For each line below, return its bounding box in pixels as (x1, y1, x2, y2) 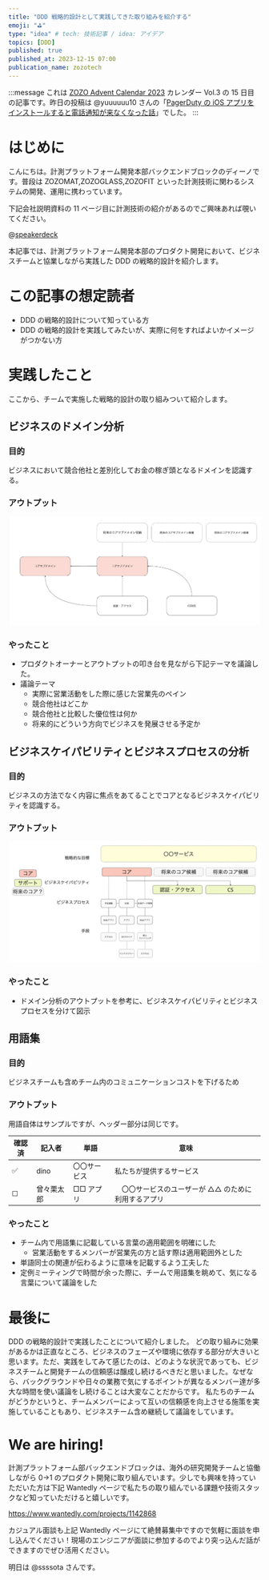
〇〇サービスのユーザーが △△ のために (121, 1184, 252, 1193)
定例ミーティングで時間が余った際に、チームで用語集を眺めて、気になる (19, 1268, 258, 1277)
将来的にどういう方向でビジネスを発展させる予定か (31, 719, 201, 728)
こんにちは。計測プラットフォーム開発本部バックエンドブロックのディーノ (8, 166, 253, 176)
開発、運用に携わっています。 (29, 186, 126, 196)
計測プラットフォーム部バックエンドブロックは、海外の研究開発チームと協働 (8, 1463, 261, 1473)
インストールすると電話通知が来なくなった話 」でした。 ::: (8, 107, 199, 117)
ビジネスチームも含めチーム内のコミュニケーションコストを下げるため (8, 1077, 239, 1087)
